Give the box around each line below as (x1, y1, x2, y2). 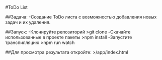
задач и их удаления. (5, 19, 51, 25)
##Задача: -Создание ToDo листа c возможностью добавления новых (5, 14, 157, 19)
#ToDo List (5, 4, 28, 10)
